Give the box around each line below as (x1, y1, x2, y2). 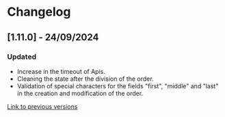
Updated (7, 52, 36, 62)
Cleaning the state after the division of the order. (16, 75, 154, 83)
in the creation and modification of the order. (16, 89, 144, 97)
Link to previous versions (7, 102, 78, 110)
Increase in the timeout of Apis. (16, 67, 106, 75)
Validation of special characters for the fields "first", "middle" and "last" (16, 81, 219, 90)
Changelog (7, 4, 71, 20)
